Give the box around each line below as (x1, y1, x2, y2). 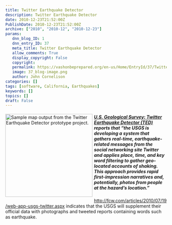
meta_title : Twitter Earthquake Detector (12, 46, 102, 51)
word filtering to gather (94, 157, 145, 163)
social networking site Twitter (94, 147, 159, 153)
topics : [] (5, 93, 29, 98)
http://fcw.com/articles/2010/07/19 (94, 198, 167, 204)
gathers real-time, (94, 135, 134, 141)
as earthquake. (5, 214, 37, 220)
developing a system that (94, 130, 149, 136)
